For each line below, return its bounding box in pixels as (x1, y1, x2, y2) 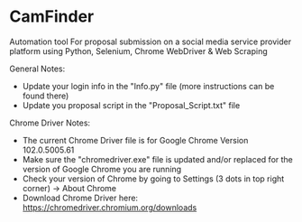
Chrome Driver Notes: (9, 117, 91, 128)
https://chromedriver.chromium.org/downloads (22, 201, 197, 213)
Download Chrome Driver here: (22, 192, 138, 203)
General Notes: (9, 63, 66, 74)
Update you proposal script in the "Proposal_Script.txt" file (22, 99, 241, 110)
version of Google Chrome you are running (22, 163, 182, 174)
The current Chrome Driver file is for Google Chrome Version (22, 134, 249, 145)
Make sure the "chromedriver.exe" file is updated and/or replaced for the (22, 153, 293, 164)
